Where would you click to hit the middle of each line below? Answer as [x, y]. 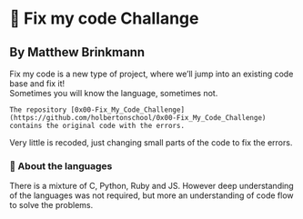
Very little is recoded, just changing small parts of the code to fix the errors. [151, 143]
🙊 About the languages [61, 165]
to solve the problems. [51, 205]
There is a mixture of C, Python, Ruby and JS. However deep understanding [151, 186]
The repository [38, 110]
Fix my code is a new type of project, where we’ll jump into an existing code [151, 74]
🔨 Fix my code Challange [104, 19]
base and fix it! [37, 84]
